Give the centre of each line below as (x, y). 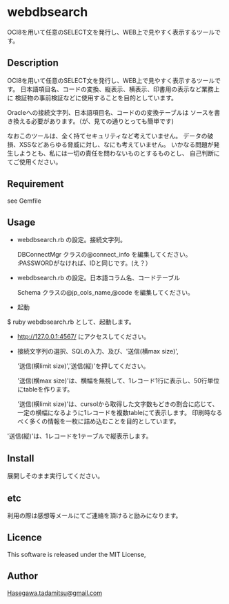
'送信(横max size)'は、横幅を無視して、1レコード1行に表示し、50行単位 (118, 381)
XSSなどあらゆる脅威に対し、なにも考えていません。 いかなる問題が (116, 144)
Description (33, 63)
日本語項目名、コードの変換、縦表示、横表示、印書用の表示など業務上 (120, 89)
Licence (25, 538)
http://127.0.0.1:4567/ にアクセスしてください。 (83, 337)
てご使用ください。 (34, 162)
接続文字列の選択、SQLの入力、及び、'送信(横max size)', (98, 351)
